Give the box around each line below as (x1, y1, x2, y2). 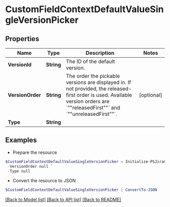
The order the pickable (66, 72, 120, 79)
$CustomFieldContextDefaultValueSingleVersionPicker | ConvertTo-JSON (5, 187, 157, 193)
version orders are (66, 98, 110, 105)
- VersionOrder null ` (7, 163, 53, 169)
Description (86, 50, 115, 56)
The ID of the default (66, 58, 115, 65)
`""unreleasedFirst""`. (66, 110, 117, 117)
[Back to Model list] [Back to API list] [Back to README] (5, 196, 121, 203)
